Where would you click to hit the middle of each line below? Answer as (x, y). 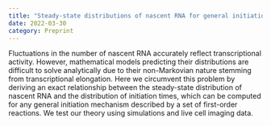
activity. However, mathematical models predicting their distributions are (129, 62)
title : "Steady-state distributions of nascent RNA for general (119, 16)
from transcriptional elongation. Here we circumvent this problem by (122, 79)
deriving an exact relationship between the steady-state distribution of (125, 87)
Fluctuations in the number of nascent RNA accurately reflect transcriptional (135, 54)
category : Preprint (41, 30)
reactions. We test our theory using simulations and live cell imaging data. (131, 113)
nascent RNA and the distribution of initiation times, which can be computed (135, 96)
